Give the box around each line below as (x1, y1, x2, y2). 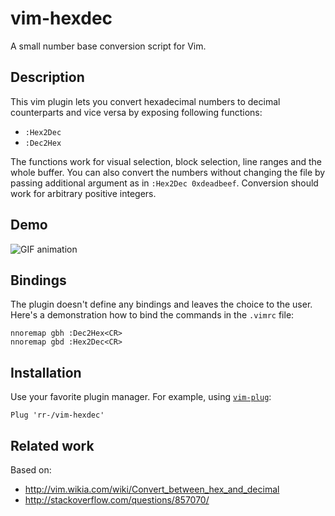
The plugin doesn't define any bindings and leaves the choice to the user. (10, 298, 313, 311)
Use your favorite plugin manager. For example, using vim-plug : (10, 391, 272, 403)
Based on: (10, 464, 52, 476)
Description (10, 69, 85, 86)
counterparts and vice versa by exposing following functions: (10, 106, 263, 118)
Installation (10, 364, 82, 381)
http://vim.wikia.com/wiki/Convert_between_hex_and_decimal (24, 483, 280, 495)
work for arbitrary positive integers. (10, 187, 157, 199)
